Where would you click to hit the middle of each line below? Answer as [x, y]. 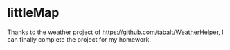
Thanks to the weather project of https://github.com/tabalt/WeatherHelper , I [115, 32]
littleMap [33, 13]
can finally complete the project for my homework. [79, 39]
